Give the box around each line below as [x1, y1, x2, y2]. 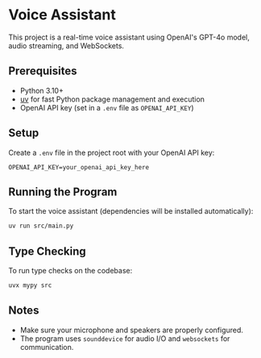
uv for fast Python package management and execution [19, 94, 205, 104]
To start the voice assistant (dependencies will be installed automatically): [8, 206, 254, 216]
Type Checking [8, 244, 86, 258]
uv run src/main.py [8, 222, 74, 231]
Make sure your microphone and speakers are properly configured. [19, 325, 244, 335]
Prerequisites [8, 65, 77, 78]
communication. [19, 342, 74, 352]
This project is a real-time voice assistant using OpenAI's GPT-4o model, [8, 32, 250, 42]
